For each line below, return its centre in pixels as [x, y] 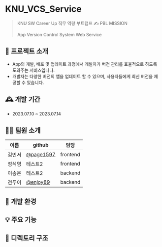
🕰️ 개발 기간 [23, 99]
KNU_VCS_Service [44, 9]
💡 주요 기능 [21, 220]
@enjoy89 [38, 182]
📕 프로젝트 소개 [27, 51]
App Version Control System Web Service [59, 34]
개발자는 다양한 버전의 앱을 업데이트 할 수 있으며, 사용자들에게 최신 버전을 [82, 76]
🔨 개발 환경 [21, 202]
